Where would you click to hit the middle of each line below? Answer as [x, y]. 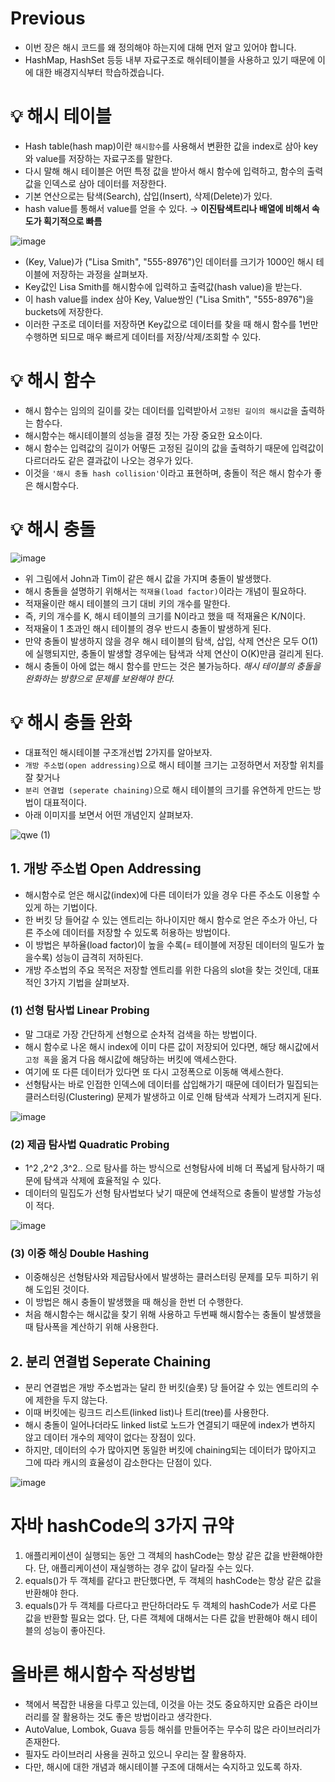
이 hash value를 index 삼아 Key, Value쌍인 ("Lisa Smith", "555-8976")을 [169, 299]
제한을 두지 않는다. [71, 1400]
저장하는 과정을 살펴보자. [99, 274]
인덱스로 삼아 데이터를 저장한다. [105, 183]
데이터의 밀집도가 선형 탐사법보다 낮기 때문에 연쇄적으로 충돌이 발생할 [159, 1193]
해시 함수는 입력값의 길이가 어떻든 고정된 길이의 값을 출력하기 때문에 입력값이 [174, 448]
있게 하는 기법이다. [61, 907]
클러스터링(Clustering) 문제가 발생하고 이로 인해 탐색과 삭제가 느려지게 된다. [173, 1096]
